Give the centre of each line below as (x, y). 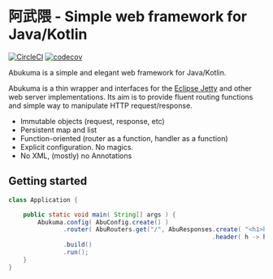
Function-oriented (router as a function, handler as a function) (124, 138)
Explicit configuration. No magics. (77, 147)
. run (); (76, 252)
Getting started (48, 181)
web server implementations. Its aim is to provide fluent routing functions (131, 97)
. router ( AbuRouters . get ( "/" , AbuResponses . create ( (152, 230)
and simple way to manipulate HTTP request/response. (100, 105)
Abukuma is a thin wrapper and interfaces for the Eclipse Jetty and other (130, 88)
